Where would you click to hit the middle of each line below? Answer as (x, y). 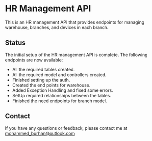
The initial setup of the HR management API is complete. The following (76, 55)
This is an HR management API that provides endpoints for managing (75, 22)
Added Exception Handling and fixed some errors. (63, 90)
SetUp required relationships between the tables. (62, 95)
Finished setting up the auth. (41, 80)
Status (15, 43)
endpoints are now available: (34, 60)
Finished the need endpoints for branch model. (60, 101)
